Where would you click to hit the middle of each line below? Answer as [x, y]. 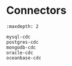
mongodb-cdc [21, 47]
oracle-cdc [20, 52]
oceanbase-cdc [24, 58]
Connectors [37, 10]
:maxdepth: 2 [22, 26]
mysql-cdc [19, 37]
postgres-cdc [22, 42]
